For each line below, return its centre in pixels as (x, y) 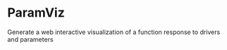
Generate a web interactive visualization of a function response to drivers (114, 32)
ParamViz (36, 13)
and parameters (31, 39)
